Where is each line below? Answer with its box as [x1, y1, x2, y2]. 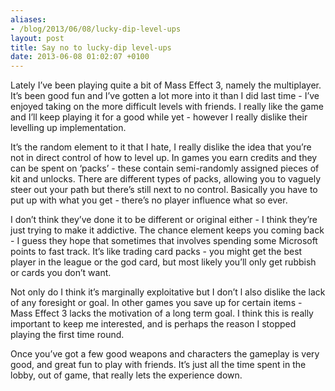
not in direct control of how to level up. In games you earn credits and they [10, 152, 318, 164]
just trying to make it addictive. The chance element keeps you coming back [10, 224, 325, 236]
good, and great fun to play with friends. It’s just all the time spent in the [10, 359, 307, 371]
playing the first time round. [10, 329, 125, 341]
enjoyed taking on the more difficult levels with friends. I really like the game [10, 101, 324, 113]
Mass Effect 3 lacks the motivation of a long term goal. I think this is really [10, 307, 314, 320]
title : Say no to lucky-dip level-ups [10, 42, 172, 53]
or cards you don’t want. [10, 267, 112, 279]
